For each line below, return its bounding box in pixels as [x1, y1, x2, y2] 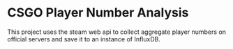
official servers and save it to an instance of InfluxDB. [7, 35, 160, 43]
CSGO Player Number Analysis [7, 5, 189, 21]
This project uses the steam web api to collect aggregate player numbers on [7, 28, 227, 36]
